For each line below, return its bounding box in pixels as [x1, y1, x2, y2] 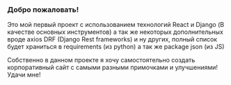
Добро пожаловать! [7, 5, 79, 15]
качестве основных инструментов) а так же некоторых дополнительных [7, 28, 224, 36]
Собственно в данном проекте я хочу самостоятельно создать [7, 56, 196, 64]
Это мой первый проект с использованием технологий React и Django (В [7, 21, 225, 29]
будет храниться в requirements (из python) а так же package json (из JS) [7, 43, 225, 51]
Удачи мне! [7, 70, 41, 79]
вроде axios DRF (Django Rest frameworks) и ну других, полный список [7, 35, 218, 44]
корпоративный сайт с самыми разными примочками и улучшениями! [7, 64, 218, 72]
